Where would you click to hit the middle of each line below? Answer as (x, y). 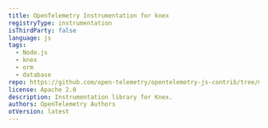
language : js (30, 38)
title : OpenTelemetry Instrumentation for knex (89, 16)
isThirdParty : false (43, 30)
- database (33, 75)
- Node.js (32, 52)
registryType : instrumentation (60, 23)
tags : (17, 45)
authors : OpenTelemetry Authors (62, 104)
